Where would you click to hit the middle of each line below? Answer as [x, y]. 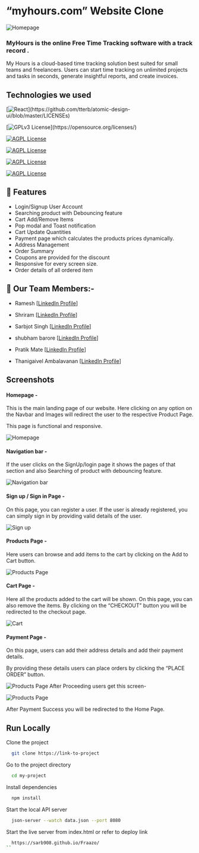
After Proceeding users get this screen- [98, 686]
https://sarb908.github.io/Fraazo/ [56, 843]
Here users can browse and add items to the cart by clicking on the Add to [97, 554]
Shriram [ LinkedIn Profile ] [46, 315]
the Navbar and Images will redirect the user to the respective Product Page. [100, 415]
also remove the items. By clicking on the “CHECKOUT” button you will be [97, 606]
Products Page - [27, 541]
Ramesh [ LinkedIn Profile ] [46, 303]
